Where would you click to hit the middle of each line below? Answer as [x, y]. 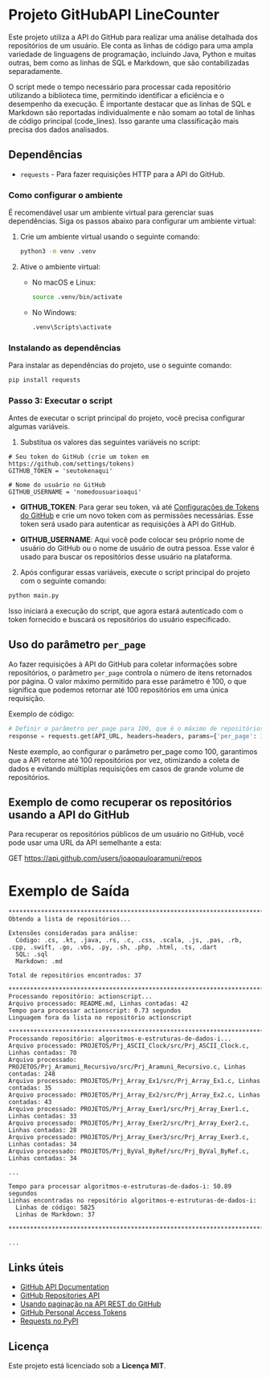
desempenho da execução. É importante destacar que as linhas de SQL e [130, 104]
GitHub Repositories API [60, 1295]
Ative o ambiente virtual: [60, 266]
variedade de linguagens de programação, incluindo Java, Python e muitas [132, 54]
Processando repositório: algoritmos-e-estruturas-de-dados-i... [120, 1039]
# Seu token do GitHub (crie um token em [79, 457]
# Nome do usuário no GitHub [57, 485]
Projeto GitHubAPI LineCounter [114, 15]
